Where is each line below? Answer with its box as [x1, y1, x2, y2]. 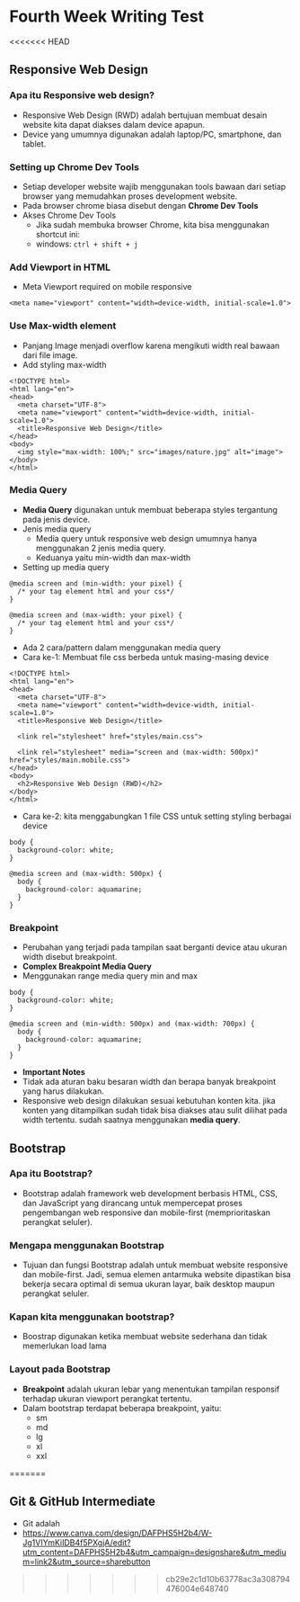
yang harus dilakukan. [22, 1086, 105, 1096]
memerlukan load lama [22, 1340, 108, 1351]
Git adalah [22, 1517, 60, 1528]
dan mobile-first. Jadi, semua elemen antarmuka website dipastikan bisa [22, 1269, 292, 1280]
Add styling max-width [22, 359, 107, 370]
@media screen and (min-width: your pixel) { [9, 578, 182, 588]
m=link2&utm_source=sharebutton [22, 1556, 151, 1567]
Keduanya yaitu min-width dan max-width [35, 551, 191, 563]
